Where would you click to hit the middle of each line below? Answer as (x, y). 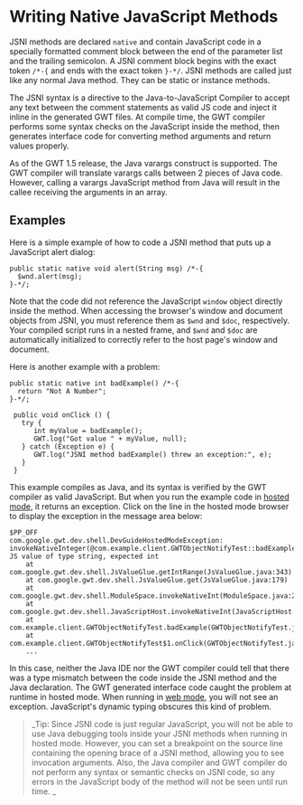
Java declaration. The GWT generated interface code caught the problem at (151, 687)
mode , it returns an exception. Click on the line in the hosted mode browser (149, 506)
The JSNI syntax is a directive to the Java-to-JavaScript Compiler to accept (150, 98)
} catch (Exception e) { (68, 446)
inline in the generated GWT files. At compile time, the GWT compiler (138, 117)
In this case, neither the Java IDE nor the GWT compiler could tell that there (150, 668)
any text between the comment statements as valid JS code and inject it (143, 107)
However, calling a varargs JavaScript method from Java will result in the (145, 182)
